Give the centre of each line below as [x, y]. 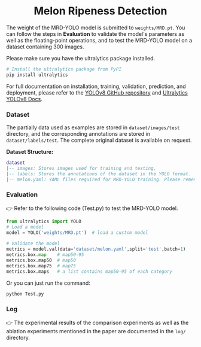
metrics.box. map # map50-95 [45, 255]
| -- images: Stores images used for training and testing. [81, 168]
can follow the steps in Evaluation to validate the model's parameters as [95, 34]
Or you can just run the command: [48, 283]
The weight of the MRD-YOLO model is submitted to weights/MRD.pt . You [96, 28]
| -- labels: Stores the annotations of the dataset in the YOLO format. [99, 174]
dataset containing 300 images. [45, 47]
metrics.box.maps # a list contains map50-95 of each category [89, 271]
